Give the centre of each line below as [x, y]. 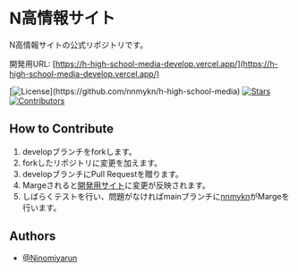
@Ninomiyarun [50, 258]
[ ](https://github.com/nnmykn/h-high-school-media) [125, 91]
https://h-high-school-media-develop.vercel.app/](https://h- [167, 64]
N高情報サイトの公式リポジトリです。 [79, 45]
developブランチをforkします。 [79, 151]
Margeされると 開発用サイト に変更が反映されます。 [116, 185]
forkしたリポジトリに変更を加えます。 [92, 163]
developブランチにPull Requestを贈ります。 [102, 174]
